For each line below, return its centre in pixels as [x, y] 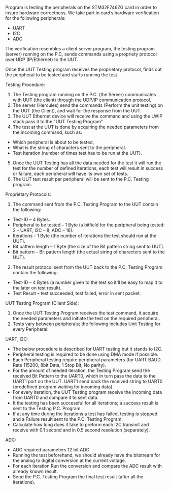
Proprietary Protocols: [28, 194]
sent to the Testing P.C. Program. [47, 408]
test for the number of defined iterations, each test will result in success [88, 168]
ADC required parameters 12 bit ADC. [52, 450]
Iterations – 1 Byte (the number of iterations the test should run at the [84, 236]
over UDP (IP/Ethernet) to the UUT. [42, 60]
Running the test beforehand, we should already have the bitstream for [87, 455]
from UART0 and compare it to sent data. [56, 397]
